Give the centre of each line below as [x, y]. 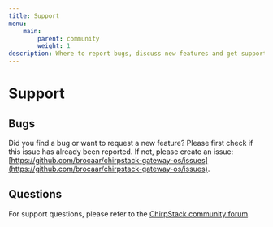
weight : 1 [54, 46]
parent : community [69, 39]
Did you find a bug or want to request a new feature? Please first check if [131, 143]
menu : [17, 24]
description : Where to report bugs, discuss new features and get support [138, 54]
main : [32, 31]
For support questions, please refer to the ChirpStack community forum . [129, 214]
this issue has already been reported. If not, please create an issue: [121, 152]
